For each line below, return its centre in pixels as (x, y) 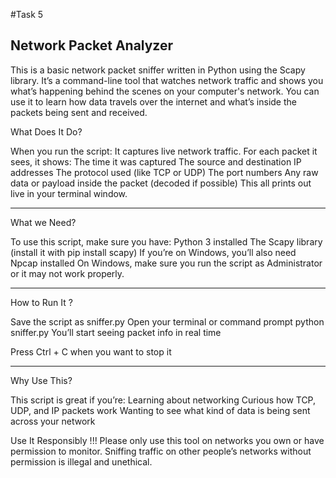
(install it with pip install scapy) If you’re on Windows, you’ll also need (153, 252)
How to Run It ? (41, 302)
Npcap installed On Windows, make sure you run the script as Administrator (166, 263)
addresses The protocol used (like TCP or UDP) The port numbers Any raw (164, 172)
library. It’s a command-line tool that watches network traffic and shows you (167, 80)
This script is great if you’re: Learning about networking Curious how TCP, (163, 400)
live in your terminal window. (69, 193)
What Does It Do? (46, 131)
